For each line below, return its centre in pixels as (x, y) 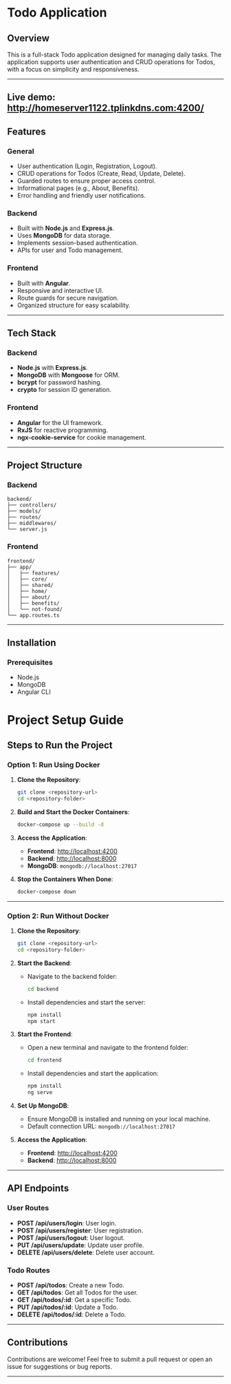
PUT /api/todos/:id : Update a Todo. (68, 1307)
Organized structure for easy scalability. (74, 305)
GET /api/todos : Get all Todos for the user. (77, 1292)
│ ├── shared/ (30, 585)
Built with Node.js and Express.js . (66, 228)
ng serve (40, 1093)
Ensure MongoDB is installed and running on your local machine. (119, 1119)
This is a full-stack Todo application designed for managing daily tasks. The (114, 54)
